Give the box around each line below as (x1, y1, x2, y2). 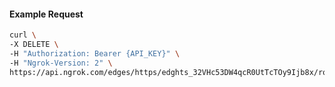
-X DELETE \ (9, 40, 59, 50)
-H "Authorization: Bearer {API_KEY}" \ (9, 48, 181, 59)
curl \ (9, 30, 37, 40)
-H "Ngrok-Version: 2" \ (9, 58, 113, 68)
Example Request (9, 8, 84, 20)
